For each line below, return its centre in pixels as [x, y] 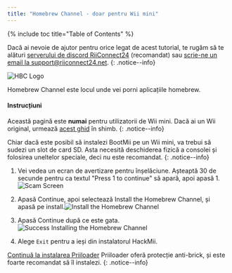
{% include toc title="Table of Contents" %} [71, 34]
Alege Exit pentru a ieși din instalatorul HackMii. [88, 241]
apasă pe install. [41, 206]
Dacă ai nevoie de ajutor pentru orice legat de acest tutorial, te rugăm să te [116, 47]
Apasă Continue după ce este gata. [69, 220]
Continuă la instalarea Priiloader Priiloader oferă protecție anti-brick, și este [116, 255]
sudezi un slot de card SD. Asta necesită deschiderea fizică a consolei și [112, 149]
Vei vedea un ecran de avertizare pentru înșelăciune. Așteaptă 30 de [117, 171]
